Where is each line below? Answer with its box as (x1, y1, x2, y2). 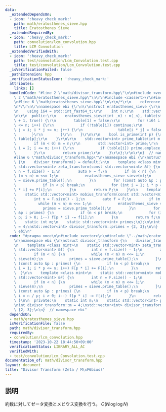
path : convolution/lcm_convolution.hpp (14, 40, 96, 45)
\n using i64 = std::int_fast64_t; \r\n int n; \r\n (14, 109, 134, 114)
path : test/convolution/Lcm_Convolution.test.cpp (14, 58, 119, 63)
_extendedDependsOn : (9, 12, 52, 17)
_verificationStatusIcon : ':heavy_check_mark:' (9, 76, 110, 81)
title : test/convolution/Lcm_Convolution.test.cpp (14, 63, 121, 68)
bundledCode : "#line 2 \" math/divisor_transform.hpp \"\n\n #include (9, 90, 152, 95)
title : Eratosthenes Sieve (14, 26, 70, 31)
